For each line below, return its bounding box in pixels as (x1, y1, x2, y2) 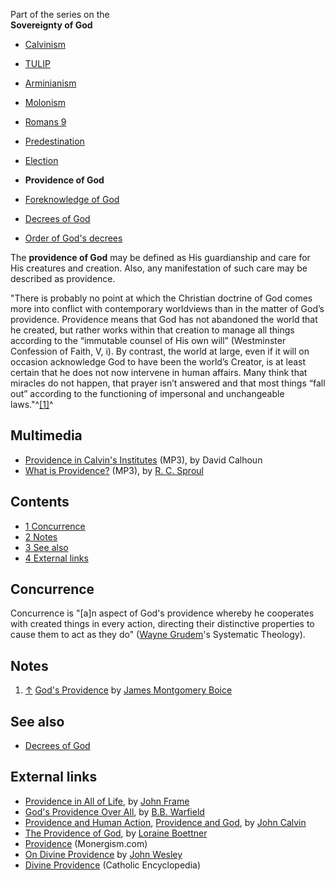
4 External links (24, 552, 89, 564)
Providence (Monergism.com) (24, 837, 148, 849)
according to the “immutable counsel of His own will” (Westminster (10, 335, 287, 346)
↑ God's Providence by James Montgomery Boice (24, 684, 233, 696)
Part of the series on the (10, 9, 110, 20)
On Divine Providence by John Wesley (24, 848, 183, 860)
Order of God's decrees (24, 232, 123, 244)
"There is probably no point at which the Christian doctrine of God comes (10, 292, 313, 304)
